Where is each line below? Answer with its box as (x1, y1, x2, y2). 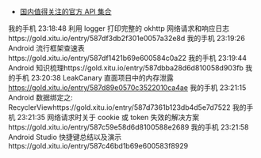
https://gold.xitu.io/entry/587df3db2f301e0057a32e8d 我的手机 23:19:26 (8, 34, 246, 43)
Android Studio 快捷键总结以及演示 (8, 133, 121, 141)
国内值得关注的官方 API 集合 (19, 7, 113, 16)
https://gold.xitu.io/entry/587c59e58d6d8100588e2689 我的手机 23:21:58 (8, 122, 249, 132)
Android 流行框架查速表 (8, 43, 85, 53)
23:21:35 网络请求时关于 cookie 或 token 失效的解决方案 (17, 113, 200, 122)
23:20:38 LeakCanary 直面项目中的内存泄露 (30, 73, 175, 82)
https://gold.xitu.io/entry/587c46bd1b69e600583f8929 (8, 141, 189, 150)
